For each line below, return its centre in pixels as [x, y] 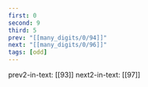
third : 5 [22, 30]
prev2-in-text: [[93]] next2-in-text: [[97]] [74, 75]
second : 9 [24, 23]
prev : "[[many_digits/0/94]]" [58, 38]
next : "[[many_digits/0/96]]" [58, 45]
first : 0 [22, 15]
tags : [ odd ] [28, 52]
